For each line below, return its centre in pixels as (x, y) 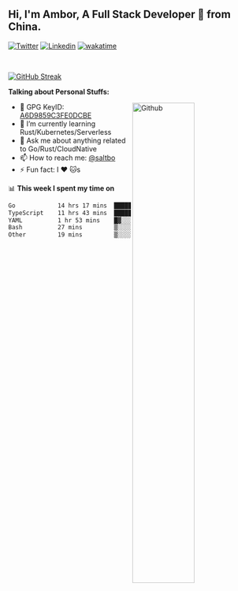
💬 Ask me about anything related (73, 140)
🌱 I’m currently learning (58, 124)
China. (25, 27)
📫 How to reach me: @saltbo (67, 158)
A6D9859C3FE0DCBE (56, 115)
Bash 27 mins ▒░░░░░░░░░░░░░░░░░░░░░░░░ (105, 228)
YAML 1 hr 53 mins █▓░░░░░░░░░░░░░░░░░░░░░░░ (105, 220)
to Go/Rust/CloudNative (58, 149)
